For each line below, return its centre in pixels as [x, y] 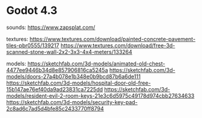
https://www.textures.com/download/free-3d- [118, 45]
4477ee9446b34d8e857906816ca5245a [57, 70]
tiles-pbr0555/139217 [33, 45]
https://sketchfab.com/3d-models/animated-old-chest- [96, 64]
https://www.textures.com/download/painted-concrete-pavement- [112, 39]
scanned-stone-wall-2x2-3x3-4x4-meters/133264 [69, 51]
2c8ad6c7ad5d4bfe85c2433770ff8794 [55, 108]
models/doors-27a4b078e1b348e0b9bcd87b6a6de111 [73, 76]
